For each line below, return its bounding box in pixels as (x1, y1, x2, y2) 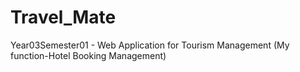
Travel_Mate (10, 6, 117, 29)
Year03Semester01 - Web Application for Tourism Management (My (10, 39, 290, 51)
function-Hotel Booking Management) (10, 49, 167, 61)
